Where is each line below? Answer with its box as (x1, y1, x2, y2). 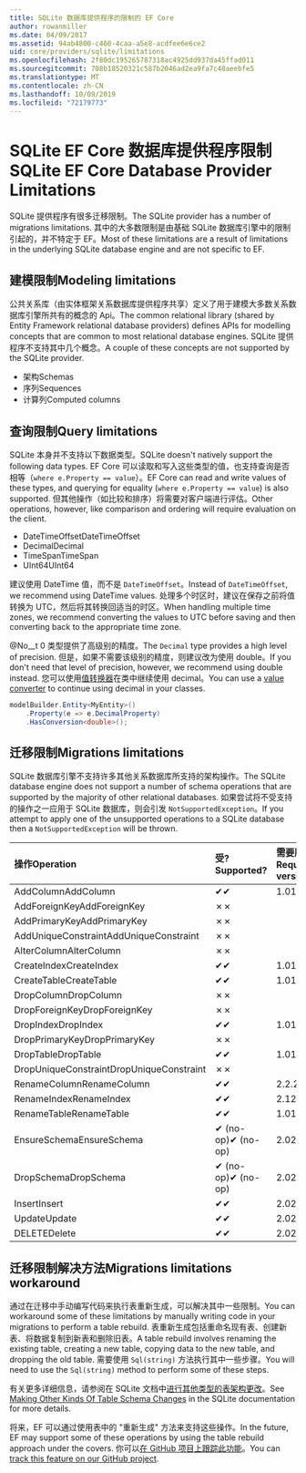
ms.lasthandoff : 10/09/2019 (9, 89, 117, 98)
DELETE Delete (14, 1227, 76, 1240)
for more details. (9, 1403, 71, 1414)
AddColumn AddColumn (14, 885, 116, 898)
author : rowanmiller (9, 22, 88, 31)
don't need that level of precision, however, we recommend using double (9, 662, 283, 673)
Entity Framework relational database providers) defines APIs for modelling (9, 320, 291, 331)
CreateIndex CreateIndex (14, 959, 119, 972)
